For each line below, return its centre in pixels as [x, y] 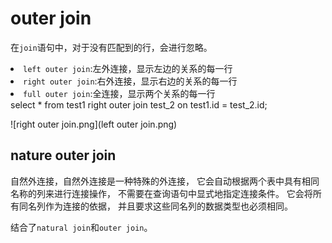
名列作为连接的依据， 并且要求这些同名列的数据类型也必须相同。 [160, 206]
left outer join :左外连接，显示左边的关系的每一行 [128, 68]
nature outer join [63, 155]
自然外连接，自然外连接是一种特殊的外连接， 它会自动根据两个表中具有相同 [165, 181]
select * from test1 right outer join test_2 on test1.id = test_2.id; [139, 104]
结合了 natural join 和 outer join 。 [81, 227]
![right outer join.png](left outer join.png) [94, 124]
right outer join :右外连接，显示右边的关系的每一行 [130, 81]
